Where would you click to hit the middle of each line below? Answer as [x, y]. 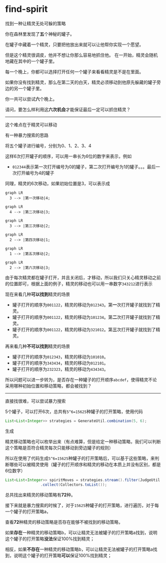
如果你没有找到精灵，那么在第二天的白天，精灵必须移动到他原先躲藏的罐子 [81, 82]
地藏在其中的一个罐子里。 [31, 61]
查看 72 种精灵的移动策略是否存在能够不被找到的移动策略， [64, 522]
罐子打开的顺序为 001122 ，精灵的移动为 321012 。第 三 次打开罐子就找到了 [84, 329]
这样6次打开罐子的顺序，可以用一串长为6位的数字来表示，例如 [68, 156]
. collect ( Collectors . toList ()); [74, 485]
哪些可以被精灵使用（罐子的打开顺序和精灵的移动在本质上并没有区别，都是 [85, 464]
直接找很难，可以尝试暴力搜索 [35, 401]
